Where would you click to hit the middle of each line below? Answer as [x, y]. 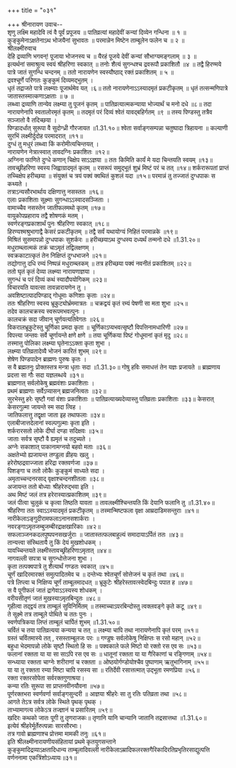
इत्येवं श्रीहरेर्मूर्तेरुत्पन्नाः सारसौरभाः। [45, 726]
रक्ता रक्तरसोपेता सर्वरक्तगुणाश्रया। [46, 678]
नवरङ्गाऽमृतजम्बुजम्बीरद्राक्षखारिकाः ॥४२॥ [54, 526]
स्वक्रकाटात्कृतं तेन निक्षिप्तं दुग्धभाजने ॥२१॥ [57, 255]
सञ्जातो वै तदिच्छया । [32, 120]
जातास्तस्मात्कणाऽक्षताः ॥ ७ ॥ [41, 96]
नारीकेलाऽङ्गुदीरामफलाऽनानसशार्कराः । [51, 519]
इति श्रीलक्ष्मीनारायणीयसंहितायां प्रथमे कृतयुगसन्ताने [62, 742]
